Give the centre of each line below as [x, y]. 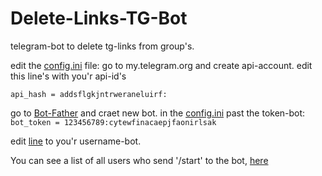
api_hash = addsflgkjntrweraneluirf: [89, 94]
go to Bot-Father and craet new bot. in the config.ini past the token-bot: [158, 113]
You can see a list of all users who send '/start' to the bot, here [139, 160]
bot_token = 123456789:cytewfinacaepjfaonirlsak [113, 122]
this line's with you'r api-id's [68, 76]
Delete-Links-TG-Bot [99, 18]
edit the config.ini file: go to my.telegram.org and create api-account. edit [161, 65]
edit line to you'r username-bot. [76, 141]
